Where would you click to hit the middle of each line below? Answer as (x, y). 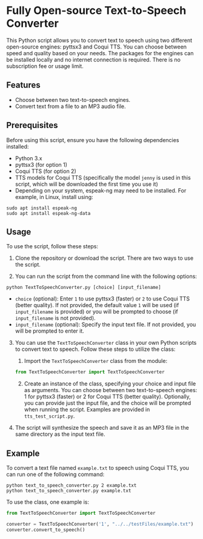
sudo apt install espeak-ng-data (48, 213)
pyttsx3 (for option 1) (41, 164)
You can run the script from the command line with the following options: (106, 276)
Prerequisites (32, 125)
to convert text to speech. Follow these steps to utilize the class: (95, 349)
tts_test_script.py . (49, 416)
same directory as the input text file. (60, 434)
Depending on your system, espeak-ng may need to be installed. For (101, 190)
